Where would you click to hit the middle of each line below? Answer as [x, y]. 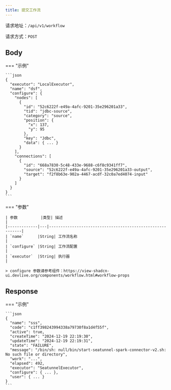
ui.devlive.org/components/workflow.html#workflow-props [68, 275]
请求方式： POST [21, 36]
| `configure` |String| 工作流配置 [42, 247]
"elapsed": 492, [27, 364]
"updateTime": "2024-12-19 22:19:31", [52, 341]
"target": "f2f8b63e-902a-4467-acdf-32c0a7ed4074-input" [86, 174]
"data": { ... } [41, 143]
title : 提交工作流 [23, 10]
